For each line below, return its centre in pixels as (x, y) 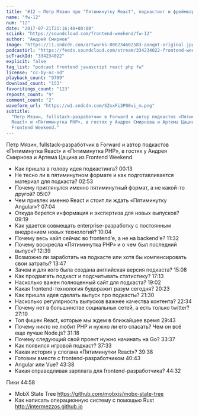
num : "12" (18, 23)
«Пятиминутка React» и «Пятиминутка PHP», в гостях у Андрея (87, 151)
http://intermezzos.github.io (49, 406)
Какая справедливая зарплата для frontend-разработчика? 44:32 (98, 371)
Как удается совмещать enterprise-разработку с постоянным (93, 226)
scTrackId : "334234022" (36, 56)
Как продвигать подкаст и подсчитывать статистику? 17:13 (89, 276)
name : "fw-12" (24, 17)
